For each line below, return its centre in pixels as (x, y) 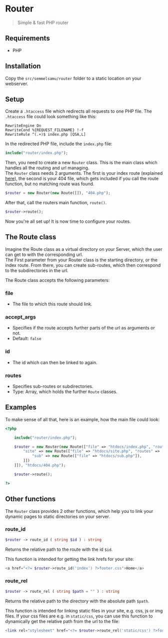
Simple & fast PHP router (43, 23)
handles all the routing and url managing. (47, 168)
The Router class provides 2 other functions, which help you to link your (79, 511)
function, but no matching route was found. (50, 184)
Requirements (27, 38)
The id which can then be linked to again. (55, 362)
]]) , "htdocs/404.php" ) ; (40, 465)
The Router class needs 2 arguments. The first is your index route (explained (84, 173)
